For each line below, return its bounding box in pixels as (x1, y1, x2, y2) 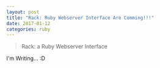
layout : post (6, 9, 40, 15)
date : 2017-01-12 (6, 20, 51, 26)
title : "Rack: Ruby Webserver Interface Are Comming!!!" (6, 15, 155, 21)
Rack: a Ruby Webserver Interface (21, 43, 108, 50)
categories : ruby (6, 26, 51, 32)
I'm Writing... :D (6, 55, 46, 62)
